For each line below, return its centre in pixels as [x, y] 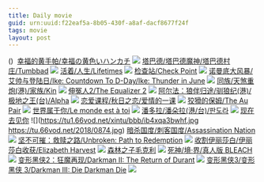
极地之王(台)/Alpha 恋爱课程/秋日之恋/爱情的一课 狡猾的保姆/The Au [128, 100]
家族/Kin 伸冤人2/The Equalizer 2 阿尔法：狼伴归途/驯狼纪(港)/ [140, 91]
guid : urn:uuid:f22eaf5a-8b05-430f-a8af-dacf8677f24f [99, 23]
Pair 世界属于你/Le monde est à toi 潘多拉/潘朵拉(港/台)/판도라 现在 [131, 111]
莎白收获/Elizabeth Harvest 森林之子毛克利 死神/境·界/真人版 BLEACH [130, 150]
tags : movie [28, 30]
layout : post [30, 38]
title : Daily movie [40, 15]
